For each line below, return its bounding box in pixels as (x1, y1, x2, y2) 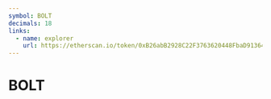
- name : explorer (15, 34, 74, 43)
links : (8, 27, 31, 35)
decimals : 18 (8, 19, 52, 27)
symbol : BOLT (8, 11, 52, 20)
